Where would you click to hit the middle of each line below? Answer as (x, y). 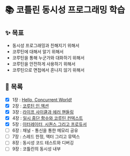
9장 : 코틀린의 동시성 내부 (37, 149)
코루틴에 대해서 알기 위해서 (38, 52)
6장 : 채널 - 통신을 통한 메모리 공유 (45, 130)
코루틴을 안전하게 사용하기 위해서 (44, 64)
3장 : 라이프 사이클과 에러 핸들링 (43, 112)
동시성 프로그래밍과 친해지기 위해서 (46, 45)
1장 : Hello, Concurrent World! (42, 100)
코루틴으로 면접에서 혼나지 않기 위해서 (48, 70)
